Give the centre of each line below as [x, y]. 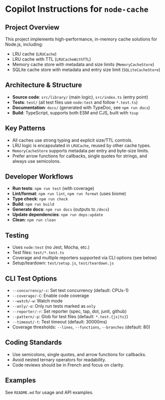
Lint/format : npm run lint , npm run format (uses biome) [69, 194]
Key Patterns [25, 128]
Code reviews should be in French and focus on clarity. [68, 365]
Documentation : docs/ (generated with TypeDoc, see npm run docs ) [81, 108]
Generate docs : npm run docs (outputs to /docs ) [61, 209]
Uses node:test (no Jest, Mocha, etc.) [51, 247]
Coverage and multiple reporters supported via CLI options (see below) [84, 258]
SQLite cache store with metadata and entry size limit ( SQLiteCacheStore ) [86, 70]
